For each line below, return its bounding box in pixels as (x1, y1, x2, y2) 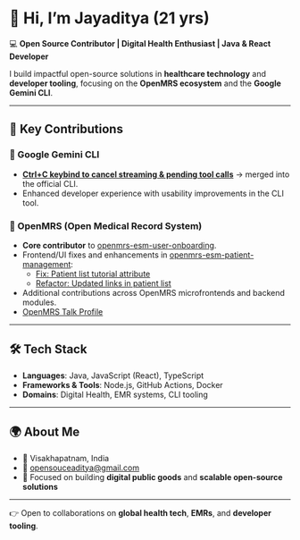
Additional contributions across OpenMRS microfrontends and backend (21, 287, 286, 298)
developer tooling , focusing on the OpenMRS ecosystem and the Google (9, 78, 281, 89)
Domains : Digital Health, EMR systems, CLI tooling (21, 389, 208, 400)
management (21, 258, 71, 269)
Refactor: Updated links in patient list (35, 277, 171, 289)
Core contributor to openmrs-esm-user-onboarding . (21, 240, 217, 250)
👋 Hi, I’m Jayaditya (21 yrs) (9, 8, 210, 29)
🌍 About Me (9, 425, 80, 440)
